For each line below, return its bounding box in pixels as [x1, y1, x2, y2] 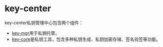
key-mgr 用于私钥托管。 [11, 30, 60, 36]
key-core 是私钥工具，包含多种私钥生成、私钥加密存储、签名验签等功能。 [11, 36, 161, 42]
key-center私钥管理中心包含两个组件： [4, 20, 84, 25]
